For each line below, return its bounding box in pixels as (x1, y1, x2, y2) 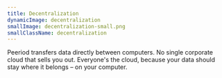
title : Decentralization (7, 10, 79, 17)
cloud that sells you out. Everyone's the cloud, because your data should (7, 56, 216, 64)
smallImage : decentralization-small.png (7, 23, 126, 30)
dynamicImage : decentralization (7, 17, 101, 23)
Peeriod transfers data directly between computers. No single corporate (7, 48, 214, 57)
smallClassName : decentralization (7, 29, 108, 37)
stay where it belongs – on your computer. (7, 63, 128, 71)
